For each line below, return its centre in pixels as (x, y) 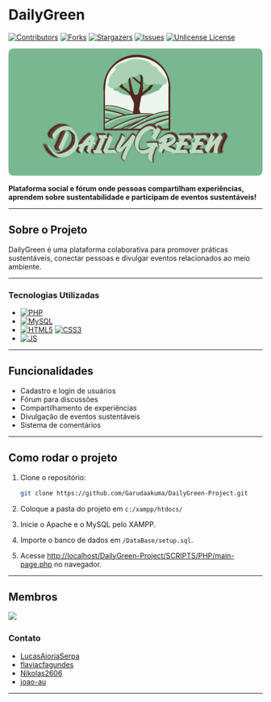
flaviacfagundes (47, 664)
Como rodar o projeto (63, 458)
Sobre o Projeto (48, 230)
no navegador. (78, 564)
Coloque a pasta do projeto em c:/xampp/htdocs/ (101, 508)
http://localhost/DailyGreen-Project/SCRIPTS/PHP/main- (141, 555)
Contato (25, 638)
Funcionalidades (51, 372)
